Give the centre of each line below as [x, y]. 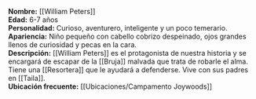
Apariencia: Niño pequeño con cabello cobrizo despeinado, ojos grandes [127, 36]
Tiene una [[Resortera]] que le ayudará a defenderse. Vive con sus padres [128, 70]
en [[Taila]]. [27, 78]
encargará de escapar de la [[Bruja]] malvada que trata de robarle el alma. [128, 61]
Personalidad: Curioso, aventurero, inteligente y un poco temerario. [118, 28]
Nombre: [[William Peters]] [52, 11]
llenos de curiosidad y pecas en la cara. [73, 45]
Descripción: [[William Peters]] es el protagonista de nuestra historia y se [128, 53]
